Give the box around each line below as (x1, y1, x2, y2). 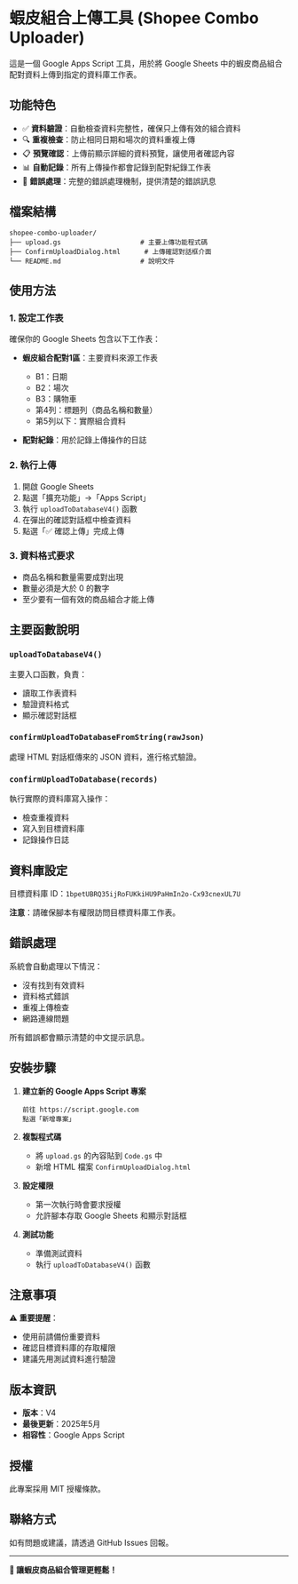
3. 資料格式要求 (9, 550, 75, 562)
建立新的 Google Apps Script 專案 (21, 1086, 146, 1096)
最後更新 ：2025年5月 (21, 1419, 101, 1429)
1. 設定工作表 (9, 312, 64, 324)
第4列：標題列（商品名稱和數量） (35, 405, 158, 416)
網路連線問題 (21, 1013, 69, 1023)
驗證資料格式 (21, 698, 69, 709)
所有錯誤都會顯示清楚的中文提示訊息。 (9, 1031, 149, 1042)
